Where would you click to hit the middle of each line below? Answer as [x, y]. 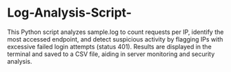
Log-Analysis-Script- [70, 13]
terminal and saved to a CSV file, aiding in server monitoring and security [111, 54]
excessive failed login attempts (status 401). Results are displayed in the [109, 46]
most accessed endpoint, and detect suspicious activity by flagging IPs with [115, 39]
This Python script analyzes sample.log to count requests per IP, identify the [115, 32]
